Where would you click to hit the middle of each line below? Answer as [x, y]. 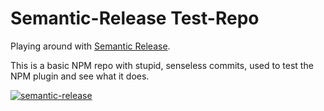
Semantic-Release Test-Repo [135, 18]
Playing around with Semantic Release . [90, 46]
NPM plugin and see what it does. [80, 76]
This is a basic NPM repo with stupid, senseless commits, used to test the [162, 65]
